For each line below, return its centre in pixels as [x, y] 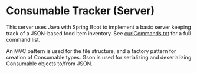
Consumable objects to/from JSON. [49, 64]
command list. [23, 39]
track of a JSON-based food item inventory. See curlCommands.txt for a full [98, 33]
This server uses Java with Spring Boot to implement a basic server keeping [99, 27]
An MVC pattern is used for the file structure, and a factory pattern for [91, 51]
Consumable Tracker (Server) [81, 11]
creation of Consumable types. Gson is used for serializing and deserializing [99, 57]
